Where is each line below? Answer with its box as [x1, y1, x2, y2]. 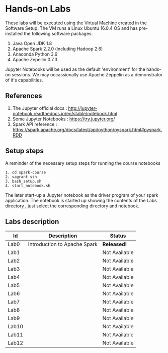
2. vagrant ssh [5, 174, 37, 180]
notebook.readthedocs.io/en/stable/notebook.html [12, 110, 117, 116]
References [5, 92, 42, 100]
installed [5, 30, 23, 36]
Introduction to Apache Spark [28, 241, 98, 248]
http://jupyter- [68, 105, 98, 111]
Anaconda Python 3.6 [12, 51, 58, 57]
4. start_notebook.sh [5, 183, 51, 188]
